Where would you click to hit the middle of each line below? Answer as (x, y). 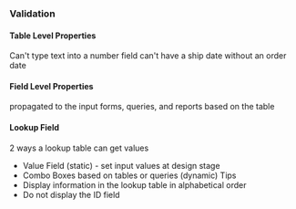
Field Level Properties (51, 86)
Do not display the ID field (71, 194)
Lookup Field (35, 127)
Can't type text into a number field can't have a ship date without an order (148, 56)
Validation (33, 14)
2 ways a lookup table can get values (79, 148)
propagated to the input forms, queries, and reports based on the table (142, 107)
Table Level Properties (53, 36)
